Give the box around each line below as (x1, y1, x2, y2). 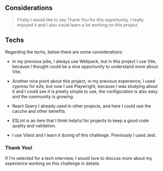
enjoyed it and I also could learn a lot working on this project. (16, 22, 139, 28)
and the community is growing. (12, 93, 74, 99)
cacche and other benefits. (12, 108, 66, 114)
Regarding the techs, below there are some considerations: (5, 49, 123, 55)
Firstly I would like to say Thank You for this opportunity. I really (16, 17, 144, 22)
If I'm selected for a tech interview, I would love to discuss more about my (5, 155, 152, 161)
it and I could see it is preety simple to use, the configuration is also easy (12, 88, 158, 94)
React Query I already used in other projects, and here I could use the (12, 103, 151, 109)
